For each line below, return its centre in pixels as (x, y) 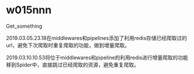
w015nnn (29, 10)
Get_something (24, 26)
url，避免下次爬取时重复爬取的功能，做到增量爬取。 (68, 45)
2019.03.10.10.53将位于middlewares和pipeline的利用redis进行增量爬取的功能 (97, 57)
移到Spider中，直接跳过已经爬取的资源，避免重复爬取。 (73, 65)
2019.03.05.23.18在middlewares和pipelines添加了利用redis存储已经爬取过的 (97, 38)
